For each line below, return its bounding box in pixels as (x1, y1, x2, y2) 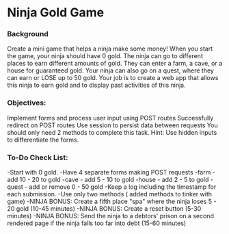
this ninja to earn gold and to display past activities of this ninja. (7, 81, 186, 90)
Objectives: (7, 98, 46, 107)
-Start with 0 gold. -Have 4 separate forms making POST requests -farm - (7, 168, 215, 177)
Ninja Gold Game (7, 5, 105, 21)
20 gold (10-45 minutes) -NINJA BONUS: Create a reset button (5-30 (7, 205, 202, 213)
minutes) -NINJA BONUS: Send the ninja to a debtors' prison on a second (7, 212, 214, 220)
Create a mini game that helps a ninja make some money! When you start (7, 44, 213, 53)
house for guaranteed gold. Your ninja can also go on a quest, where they (7, 66, 214, 75)
